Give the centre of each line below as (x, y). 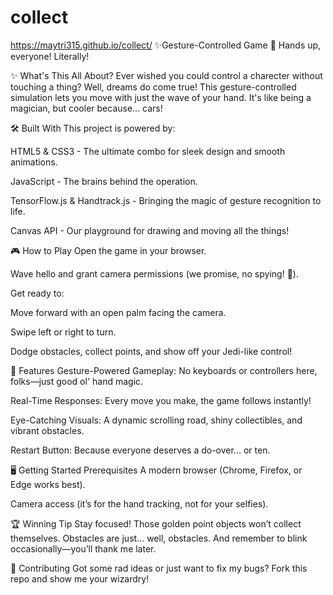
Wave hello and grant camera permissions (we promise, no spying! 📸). (154, 273)
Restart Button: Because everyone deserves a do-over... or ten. (140, 450)
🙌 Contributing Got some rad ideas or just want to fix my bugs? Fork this (159, 568)
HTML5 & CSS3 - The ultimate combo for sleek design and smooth (148, 151)
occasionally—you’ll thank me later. (83, 548)
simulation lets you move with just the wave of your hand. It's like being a (161, 97)
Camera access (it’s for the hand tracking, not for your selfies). (139, 503)
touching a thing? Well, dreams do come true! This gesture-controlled (153, 87)
